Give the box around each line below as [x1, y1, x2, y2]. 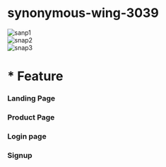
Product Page [7, 112, 55, 122]
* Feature [7, 69, 64, 84]
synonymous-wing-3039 [7, 5, 159, 21]
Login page [7, 131, 47, 141]
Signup [7, 150, 33, 160]
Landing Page [7, 93, 56, 103]
